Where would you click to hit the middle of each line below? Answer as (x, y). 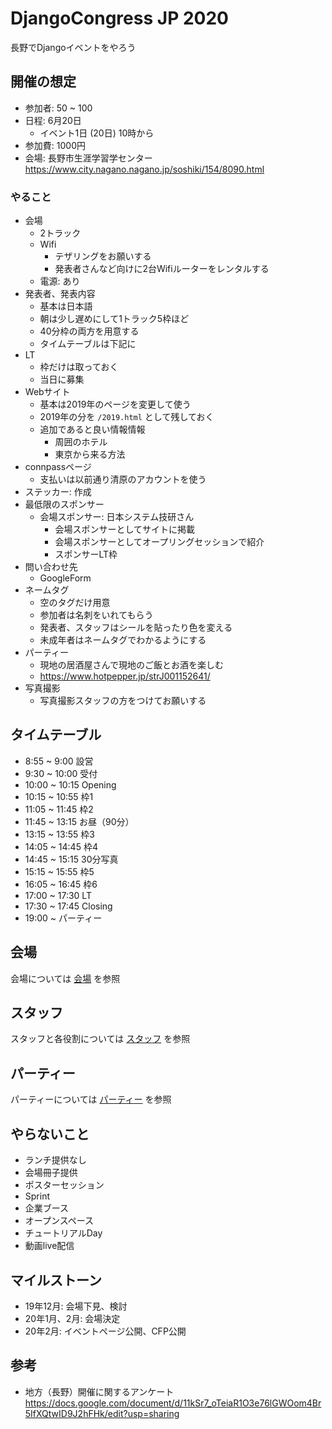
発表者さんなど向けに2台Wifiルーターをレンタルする (162, 269)
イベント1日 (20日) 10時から (97, 133)
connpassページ (58, 467)
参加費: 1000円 (55, 145)
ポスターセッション (64, 1185)
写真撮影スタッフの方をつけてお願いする (123, 701)
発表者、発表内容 (60, 294)
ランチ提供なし (55, 1160)
